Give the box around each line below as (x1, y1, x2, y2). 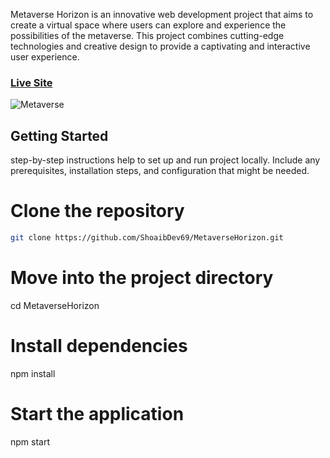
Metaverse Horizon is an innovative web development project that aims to (10, 9, 314, 20)
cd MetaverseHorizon (10, 299, 100, 311)
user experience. (10, 51, 80, 63)
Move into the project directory (10, 267, 274, 289)
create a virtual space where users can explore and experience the (10, 19, 287, 31)
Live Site (10, 75, 53, 89)
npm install (10, 367, 56, 379)
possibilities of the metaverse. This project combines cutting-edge (10, 30, 285, 41)
